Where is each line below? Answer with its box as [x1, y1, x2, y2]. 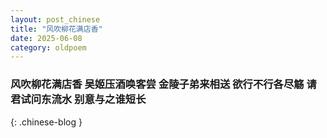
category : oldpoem [10, 42, 87, 53]
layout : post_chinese [10, 14, 101, 25]
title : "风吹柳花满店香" [10, 24, 103, 34]
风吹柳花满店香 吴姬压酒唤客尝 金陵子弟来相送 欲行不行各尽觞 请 [10, 77, 317, 91]
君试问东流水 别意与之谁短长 [10, 92, 147, 106]
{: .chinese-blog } [10, 116, 83, 128]
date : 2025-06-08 [10, 33, 83, 43]
